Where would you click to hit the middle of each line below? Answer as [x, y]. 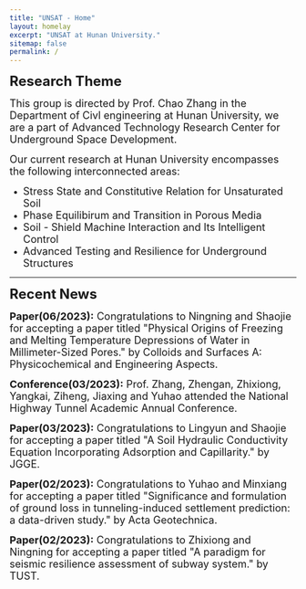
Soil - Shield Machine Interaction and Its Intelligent [144, 227]
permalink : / [34, 52]
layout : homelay [40, 26]
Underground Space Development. [93, 140]
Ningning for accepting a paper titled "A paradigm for [138, 552]
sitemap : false [38, 43]
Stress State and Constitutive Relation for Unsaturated [153, 191]
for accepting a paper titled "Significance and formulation [148, 496]
